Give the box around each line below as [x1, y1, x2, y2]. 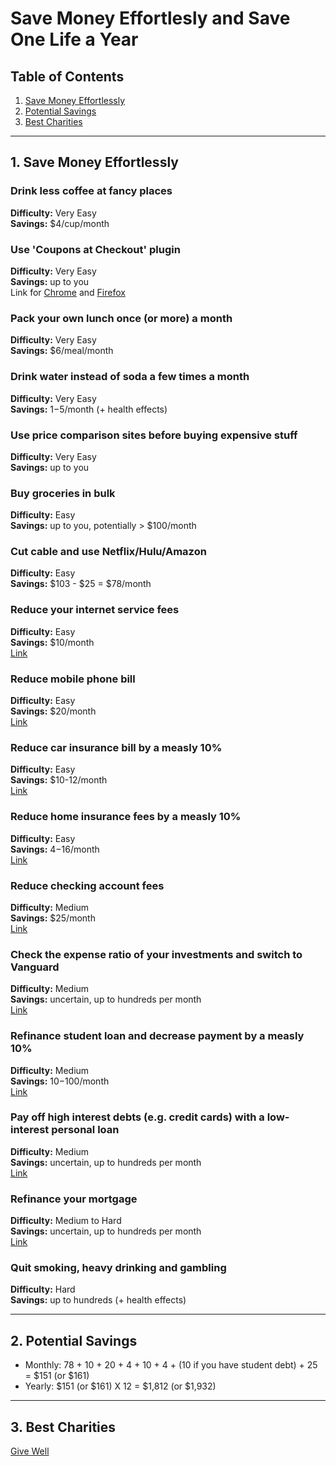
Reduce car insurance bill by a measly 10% [10, 740, 223, 754]
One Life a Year [10, 28, 139, 51]
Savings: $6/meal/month [10, 345, 114, 357]
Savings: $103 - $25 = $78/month [10, 578, 152, 590]
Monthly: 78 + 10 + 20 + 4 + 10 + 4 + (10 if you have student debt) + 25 [24, 1359, 318, 1371]
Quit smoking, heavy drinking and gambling [10, 1261, 227, 1275]
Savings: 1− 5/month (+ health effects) [10, 403, 168, 415]
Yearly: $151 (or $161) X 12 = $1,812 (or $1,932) [24, 1380, 217, 1392]
